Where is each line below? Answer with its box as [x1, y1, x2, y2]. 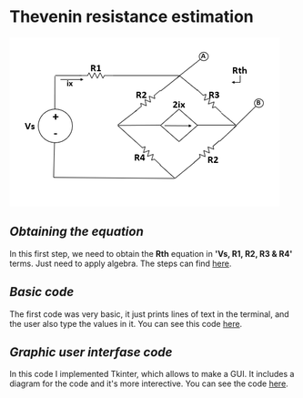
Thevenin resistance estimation [9, 6, 255, 27]
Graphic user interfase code [9, 344, 173, 360]
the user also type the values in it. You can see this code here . [9, 318, 243, 329]
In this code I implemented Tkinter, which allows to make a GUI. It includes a [9, 369, 295, 380]
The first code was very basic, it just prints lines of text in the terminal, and [9, 308, 289, 320]
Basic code [9, 284, 75, 300]
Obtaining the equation [9, 224, 144, 240]
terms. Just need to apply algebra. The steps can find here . [9, 258, 232, 269]
